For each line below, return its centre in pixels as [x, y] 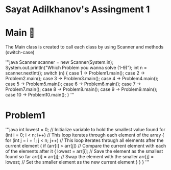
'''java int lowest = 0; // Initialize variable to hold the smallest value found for [86, 130]
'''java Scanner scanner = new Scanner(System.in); [59, 62]
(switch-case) [20, 53]
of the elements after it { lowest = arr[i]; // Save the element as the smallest [84, 151]
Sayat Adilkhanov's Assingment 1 [78, 9]
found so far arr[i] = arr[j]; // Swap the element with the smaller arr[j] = [80, 157]
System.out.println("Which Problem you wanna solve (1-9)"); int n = [76, 68]
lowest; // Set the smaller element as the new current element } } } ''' [77, 162]
